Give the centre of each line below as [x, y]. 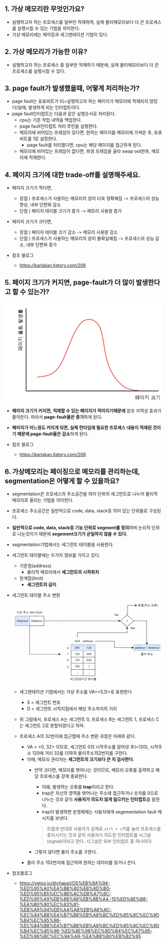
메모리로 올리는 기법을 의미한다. [42, 500]
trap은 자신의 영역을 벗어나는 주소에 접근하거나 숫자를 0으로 [100, 793]
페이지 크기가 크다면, [32, 222]
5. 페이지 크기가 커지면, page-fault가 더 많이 [69, 282]
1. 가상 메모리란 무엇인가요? [44, 9]
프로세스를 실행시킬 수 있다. [39, 71]
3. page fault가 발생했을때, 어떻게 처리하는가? [72, 88]
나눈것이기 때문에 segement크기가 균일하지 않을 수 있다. [72, 534]
